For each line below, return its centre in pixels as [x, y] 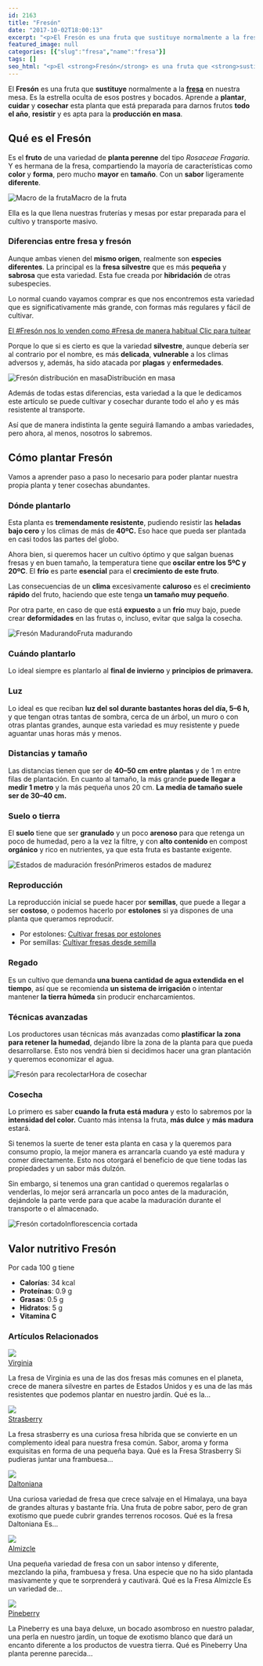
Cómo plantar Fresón [61, 458]
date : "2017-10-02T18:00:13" [56, 30]
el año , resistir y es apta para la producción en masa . [95, 114]
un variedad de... [35, 1589]
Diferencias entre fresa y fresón [70, 242]
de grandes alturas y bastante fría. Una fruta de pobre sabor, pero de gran [128, 1507]
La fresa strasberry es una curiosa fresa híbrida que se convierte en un [123, 1435]
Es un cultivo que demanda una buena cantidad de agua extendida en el [126, 980]
